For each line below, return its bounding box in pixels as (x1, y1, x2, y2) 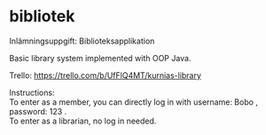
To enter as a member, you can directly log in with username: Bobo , (9, 96, 259, 107)
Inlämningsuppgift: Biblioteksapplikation (9, 36, 155, 46)
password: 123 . (9, 106, 67, 116)
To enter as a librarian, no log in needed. (9, 115, 157, 126)
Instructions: (9, 87, 55, 98)
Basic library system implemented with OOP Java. (9, 52, 192, 63)
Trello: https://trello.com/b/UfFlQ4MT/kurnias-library (9, 69, 202, 81)
